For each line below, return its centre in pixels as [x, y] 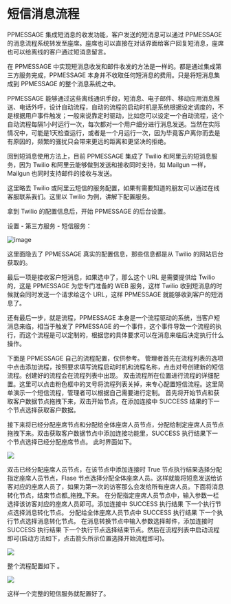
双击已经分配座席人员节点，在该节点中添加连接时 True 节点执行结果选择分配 [114, 469]
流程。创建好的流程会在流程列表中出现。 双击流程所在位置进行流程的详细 [110, 375]
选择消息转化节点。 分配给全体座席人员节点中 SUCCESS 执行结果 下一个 [115, 512]
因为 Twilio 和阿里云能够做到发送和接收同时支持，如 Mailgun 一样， [114, 164]
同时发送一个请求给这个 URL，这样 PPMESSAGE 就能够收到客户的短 [121, 294]
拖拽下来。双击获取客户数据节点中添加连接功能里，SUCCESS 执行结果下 [110, 433]
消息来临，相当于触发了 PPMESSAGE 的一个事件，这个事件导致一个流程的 [111, 326]
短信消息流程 [44, 14]
